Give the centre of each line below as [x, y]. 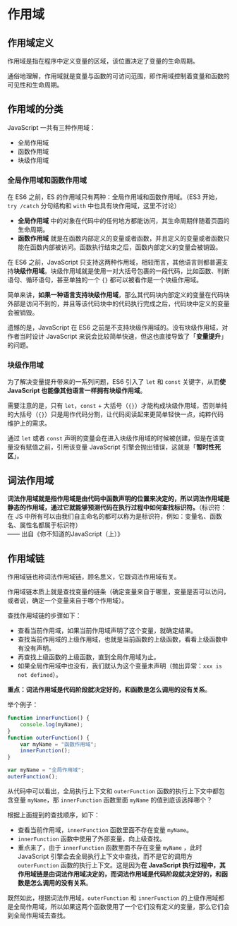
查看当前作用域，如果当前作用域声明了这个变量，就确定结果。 [107, 631]
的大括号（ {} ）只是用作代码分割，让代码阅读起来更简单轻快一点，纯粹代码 [116, 414]
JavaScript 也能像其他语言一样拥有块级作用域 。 [77, 391]
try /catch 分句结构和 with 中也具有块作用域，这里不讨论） [94, 206]
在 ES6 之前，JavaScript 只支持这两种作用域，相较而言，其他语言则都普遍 [115, 263]
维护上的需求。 [29, 423]
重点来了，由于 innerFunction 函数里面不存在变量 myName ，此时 [110, 847]
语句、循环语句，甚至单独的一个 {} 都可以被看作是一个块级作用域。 [105, 280]
